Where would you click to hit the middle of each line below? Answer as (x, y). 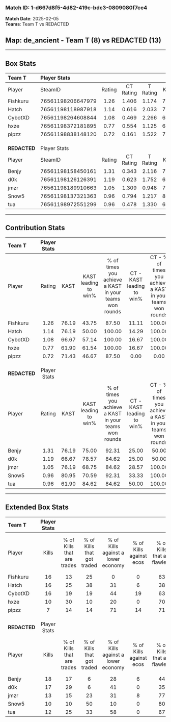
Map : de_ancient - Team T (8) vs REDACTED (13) (83, 40)
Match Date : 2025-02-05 (32, 19)
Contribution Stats (35, 228)
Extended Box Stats (37, 507)
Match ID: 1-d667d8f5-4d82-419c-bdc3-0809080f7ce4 (76, 8)
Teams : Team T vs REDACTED (37, 24)
